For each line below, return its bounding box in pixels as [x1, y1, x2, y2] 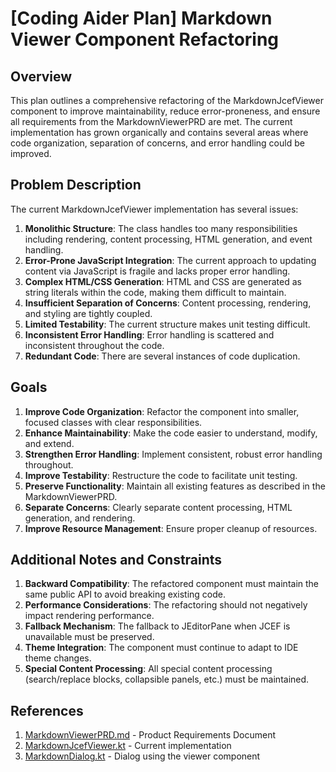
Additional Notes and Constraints [10, 552, 223, 569]
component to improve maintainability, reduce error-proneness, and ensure [10, 105, 321, 117]
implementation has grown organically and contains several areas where [10, 127, 309, 138]
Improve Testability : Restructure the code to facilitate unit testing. [24, 469, 298, 481]
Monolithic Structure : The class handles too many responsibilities [24, 222, 298, 234]
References [10, 702, 84, 719]
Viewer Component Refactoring [10, 28, 280, 51]
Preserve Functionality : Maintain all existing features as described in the [24, 480, 326, 492]
